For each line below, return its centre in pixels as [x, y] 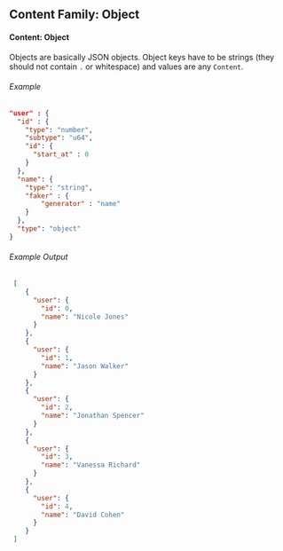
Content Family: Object [75, 15]
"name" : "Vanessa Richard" [91, 465]
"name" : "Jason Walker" [85, 366]
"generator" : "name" [81, 204]
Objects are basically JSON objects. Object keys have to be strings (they [142, 57]
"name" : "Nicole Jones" [85, 317]
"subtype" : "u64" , [59, 138]
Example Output [39, 257]
